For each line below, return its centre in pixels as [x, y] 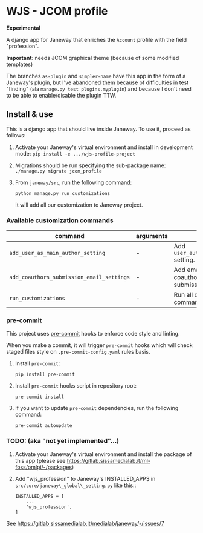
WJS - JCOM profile [57, 11]
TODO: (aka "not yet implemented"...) [63, 441]
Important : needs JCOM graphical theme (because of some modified [93, 58]
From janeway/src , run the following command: [73, 182]
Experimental [24, 28]
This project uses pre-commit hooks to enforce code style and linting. [93, 334]
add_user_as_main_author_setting [57, 253]
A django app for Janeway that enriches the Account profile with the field [97, 39]
